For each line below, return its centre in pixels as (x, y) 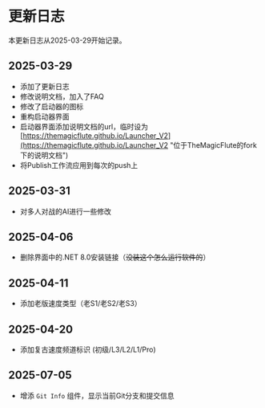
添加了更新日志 (44, 86)
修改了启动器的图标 (52, 106)
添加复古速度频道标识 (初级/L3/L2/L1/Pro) (88, 349)
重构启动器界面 (44, 116)
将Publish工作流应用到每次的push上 (79, 165)
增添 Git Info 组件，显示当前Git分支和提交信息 (97, 395)
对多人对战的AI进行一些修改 (66, 211)
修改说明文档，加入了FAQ (62, 96)
